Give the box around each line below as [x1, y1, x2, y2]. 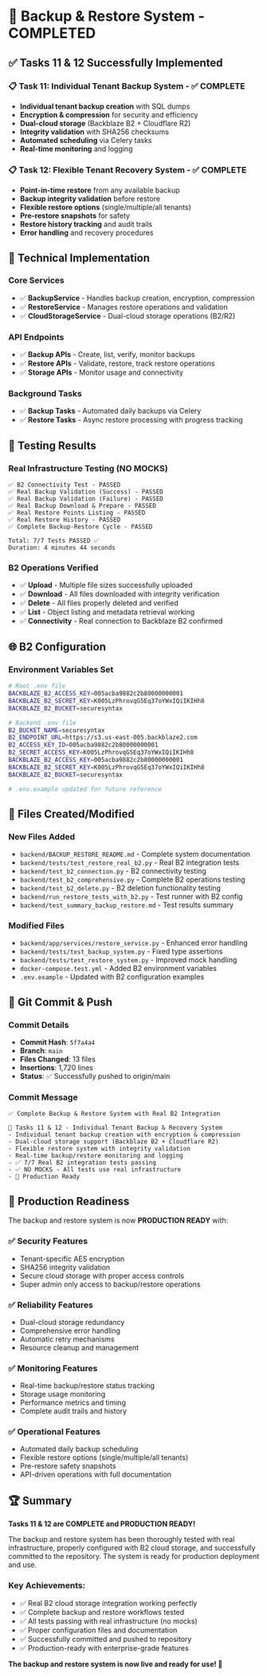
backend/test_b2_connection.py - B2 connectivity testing [19, 866, 207, 876]
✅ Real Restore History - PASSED [8, 516, 121, 524]
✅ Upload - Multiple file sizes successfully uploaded [19, 581, 193, 590]
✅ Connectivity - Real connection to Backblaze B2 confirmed [19, 616, 223, 626]
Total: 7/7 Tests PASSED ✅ [8, 537, 100, 545]
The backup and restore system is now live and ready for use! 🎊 [8, 1659, 223, 1668]
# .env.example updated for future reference [8, 785, 162, 793]
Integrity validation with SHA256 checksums [19, 127, 170, 137]
